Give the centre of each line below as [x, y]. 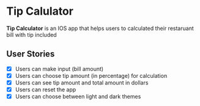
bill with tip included [31, 34]
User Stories [31, 54]
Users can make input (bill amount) [59, 69]
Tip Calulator [40, 11]
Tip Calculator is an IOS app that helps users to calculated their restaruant [100, 28]
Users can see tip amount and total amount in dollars [82, 82]
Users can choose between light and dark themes [78, 97]
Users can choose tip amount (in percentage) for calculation [91, 75]
